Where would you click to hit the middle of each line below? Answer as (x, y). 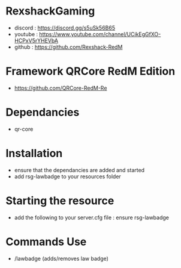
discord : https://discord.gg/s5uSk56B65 (64, 28)
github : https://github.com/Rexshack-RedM (68, 47)
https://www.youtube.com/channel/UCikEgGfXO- (100, 34)
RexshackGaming (50, 11)
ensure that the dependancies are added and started (79, 170)
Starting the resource (60, 201)
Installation (34, 153)
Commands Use (46, 242)
